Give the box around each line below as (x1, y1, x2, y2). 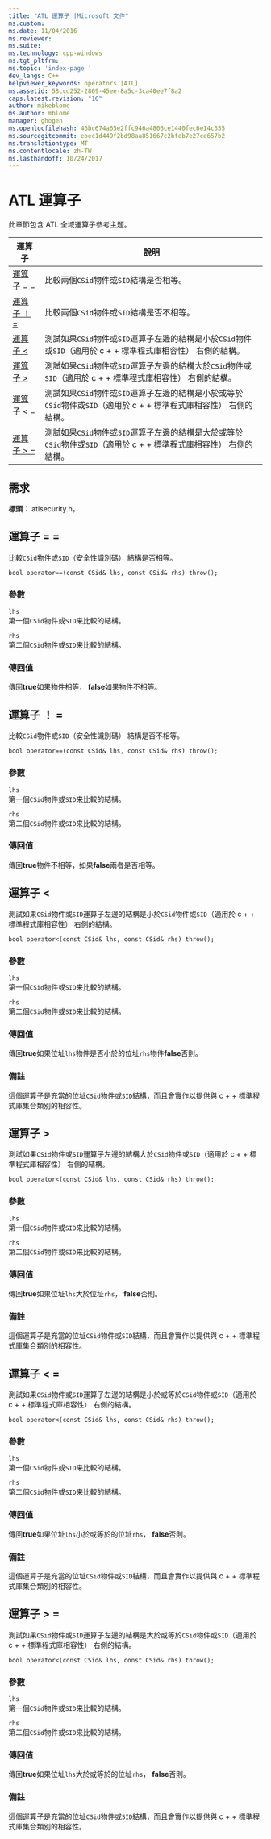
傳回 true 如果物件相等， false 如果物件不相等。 (8, 682, 162, 692)
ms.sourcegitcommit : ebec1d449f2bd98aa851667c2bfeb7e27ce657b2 (8, 131, 226, 140)
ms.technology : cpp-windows (8, 49, 103, 57)
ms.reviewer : (8, 34, 52, 43)
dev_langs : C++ (8, 72, 60, 80)
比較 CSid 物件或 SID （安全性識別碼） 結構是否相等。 (8, 553, 177, 562)
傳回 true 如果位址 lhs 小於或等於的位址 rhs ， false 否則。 (8, 1529, 191, 1539)
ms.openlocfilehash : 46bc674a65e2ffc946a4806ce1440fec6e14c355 (8, 124, 226, 132)
